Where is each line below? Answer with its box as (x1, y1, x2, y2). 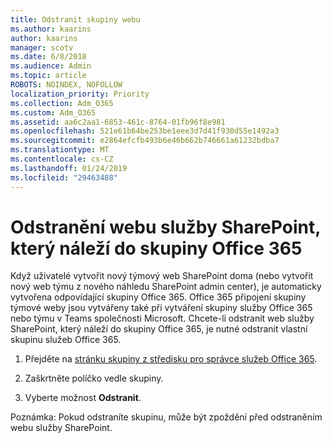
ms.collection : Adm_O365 (10, 98, 114, 108)
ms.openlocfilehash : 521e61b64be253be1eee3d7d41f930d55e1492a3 (10, 126, 280, 136)
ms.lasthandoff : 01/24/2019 (10, 163, 128, 173)
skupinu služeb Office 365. (10, 334, 122, 346)
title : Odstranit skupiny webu (10, 14, 141, 25)
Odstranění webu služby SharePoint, (10, 216, 321, 238)
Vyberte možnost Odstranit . (24, 392, 142, 404)
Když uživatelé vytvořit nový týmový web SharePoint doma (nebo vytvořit (10, 270, 314, 282)
